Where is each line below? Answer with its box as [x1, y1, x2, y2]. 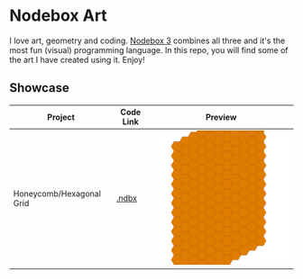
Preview [206, 112, 237, 122]
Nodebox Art [9, 5, 108, 26]
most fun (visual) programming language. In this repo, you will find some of [9, 44, 289, 55]
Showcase [9, 80, 70, 95]
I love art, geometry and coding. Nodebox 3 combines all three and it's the [9, 35, 286, 46]
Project [47, 112, 75, 122]
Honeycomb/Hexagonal [13, 188, 102, 199]
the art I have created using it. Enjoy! [9, 54, 146, 65]
